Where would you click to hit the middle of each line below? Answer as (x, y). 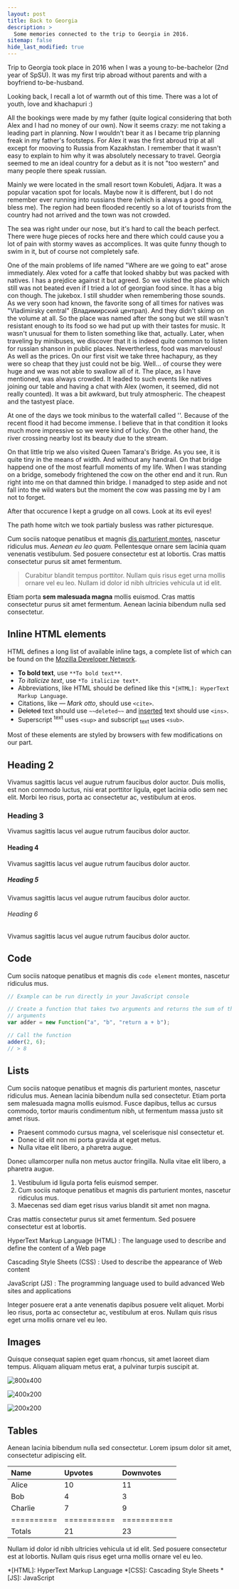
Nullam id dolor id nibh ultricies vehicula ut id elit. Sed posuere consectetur (117, 1549)
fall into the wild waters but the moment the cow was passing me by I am (114, 490)
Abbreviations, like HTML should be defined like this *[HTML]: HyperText (123, 688)
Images (24, 1342)
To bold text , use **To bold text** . (70, 673)
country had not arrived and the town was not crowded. (89, 215)
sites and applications (39, 1290)
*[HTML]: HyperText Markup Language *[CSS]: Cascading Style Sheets (113, 1570)
